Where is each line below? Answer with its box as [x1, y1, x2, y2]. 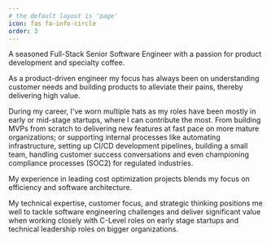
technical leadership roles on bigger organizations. [8, 224, 179, 234]
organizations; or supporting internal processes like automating [8, 132, 221, 142]
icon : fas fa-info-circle [8, 19, 96, 28]
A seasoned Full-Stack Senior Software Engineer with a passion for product [8, 50, 262, 59]
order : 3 [8, 27, 38, 35]
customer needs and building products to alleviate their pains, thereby [8, 82, 243, 92]
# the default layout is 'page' [8, 11, 118, 20]
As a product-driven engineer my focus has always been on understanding [8, 74, 260, 84]
